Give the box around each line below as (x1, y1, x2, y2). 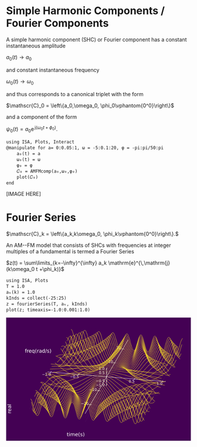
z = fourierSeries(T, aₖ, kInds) (6, 301, 88, 307)
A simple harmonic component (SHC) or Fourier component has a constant (6, 36, 187, 43)
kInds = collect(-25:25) (6, 295, 67, 301)
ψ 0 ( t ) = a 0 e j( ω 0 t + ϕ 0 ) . (6, 124, 58, 134)
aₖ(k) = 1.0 (6, 289, 35, 295)
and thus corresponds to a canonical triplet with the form (6, 90, 144, 97)
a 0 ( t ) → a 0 (6, 53, 32, 62)
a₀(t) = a (16, 151, 41, 157)
